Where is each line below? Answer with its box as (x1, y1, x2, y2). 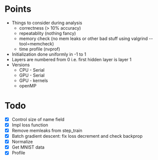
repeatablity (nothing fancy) (19, 30, 76, 36)
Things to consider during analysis (11, 20, 82, 26)
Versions (11, 62, 30, 68)
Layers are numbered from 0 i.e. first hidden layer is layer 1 (11, 56, 132, 62)
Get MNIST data (11, 144, 45, 150)
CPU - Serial (19, 67, 45, 73)
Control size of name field (11, 116, 65, 122)
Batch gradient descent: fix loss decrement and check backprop (11, 133, 143, 139)
